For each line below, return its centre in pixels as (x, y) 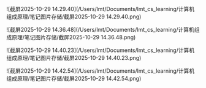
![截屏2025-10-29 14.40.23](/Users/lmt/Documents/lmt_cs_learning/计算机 (101, 50)
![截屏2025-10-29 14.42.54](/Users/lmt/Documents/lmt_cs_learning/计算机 (101, 71)
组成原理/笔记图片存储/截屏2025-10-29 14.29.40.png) (74, 16)
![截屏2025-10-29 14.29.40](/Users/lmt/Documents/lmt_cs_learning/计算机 (101, 9)
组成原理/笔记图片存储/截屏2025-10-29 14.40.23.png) (74, 58)
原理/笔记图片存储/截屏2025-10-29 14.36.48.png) (74, 37)
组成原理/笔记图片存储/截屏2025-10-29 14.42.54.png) (74, 79)
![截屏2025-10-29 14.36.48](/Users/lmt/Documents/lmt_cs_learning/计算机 (100, 30)
